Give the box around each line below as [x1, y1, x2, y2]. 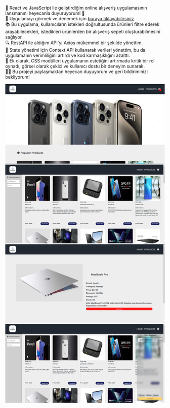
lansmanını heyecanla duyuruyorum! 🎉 [5, 10, 85, 16]
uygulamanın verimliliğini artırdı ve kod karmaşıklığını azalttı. [5, 52, 130, 58]
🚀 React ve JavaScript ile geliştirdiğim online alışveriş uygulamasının [5, 5, 147, 11]
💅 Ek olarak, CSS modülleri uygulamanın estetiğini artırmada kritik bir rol [5, 58, 155, 63]
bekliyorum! [5, 74, 30, 80]
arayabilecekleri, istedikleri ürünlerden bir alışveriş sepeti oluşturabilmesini [5, 28, 161, 35]
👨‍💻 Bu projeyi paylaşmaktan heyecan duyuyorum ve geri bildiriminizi [5, 69, 148, 75]
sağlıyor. [5, 34, 23, 40]
